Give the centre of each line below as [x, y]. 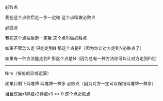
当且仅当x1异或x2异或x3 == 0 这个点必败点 [48, 94]
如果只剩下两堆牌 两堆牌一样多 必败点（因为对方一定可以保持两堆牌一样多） [81, 83]
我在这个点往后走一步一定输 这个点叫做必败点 [50, 17]
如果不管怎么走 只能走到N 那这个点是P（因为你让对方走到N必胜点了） [74, 48]
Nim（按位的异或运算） [28, 73]
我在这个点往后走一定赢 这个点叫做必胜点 [46, 38]
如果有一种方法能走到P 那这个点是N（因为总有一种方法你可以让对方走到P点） [82, 58]
